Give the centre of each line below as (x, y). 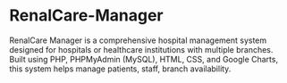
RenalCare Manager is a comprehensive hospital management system (138, 40)
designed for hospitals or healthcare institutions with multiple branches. (141, 49)
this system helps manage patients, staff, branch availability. (120, 69)
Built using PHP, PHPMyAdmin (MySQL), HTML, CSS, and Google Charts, (144, 59)
